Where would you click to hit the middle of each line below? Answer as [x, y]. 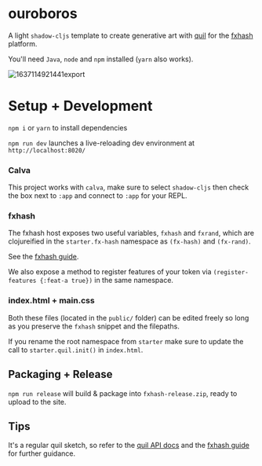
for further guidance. [42, 453]
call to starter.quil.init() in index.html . [76, 350]
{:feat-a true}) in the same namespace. [107, 281]
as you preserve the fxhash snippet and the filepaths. [94, 326]
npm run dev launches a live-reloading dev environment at [101, 143]
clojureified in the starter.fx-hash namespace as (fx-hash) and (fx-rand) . [129, 241]
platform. [23, 43]
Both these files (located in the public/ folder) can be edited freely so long [129, 317]
